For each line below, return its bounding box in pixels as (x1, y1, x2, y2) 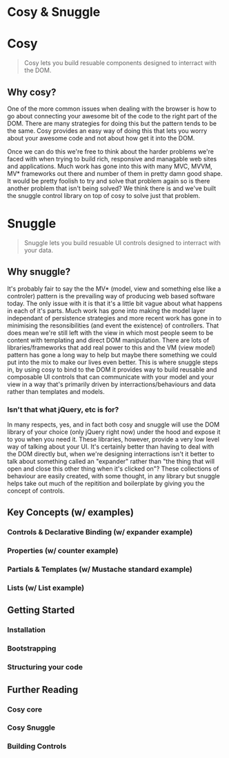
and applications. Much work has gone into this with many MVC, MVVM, (7, 162, 212, 170)
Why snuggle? (7, 266, 71, 278)
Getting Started (7, 604, 75, 616)
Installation (7, 625, 46, 635)
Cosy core (7, 704, 43, 714)
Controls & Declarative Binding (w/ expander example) (7, 527, 193, 537)
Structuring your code (7, 662, 83, 672)
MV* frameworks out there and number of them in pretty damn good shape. (7, 169, 223, 177)
